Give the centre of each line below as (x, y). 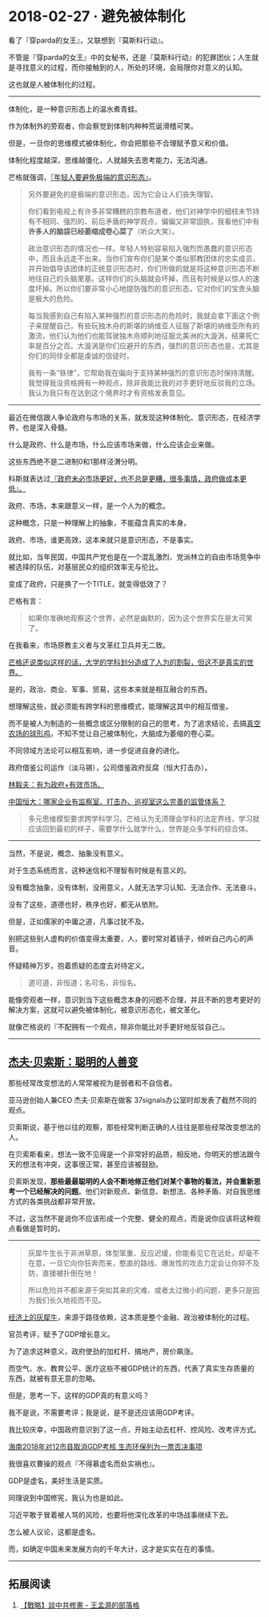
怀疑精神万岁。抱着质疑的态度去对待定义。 (78, 965)
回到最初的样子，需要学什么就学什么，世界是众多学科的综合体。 (147, 828)
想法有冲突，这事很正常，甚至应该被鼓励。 (92, 1164)
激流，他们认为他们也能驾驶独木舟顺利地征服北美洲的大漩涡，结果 (137, 335)
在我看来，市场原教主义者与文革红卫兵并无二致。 (89, 645)
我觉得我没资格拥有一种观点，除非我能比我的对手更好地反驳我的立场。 (144, 383)
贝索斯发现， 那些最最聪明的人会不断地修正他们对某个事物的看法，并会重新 (131, 1181)
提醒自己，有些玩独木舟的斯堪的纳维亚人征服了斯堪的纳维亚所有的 (151, 325)
